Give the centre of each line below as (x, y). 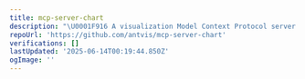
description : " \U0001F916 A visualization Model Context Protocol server (153, 26)
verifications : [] (44, 43)
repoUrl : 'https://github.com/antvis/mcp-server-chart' (118, 35)
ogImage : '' (32, 60)
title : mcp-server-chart (57, 18)
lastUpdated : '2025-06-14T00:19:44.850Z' (89, 52)
